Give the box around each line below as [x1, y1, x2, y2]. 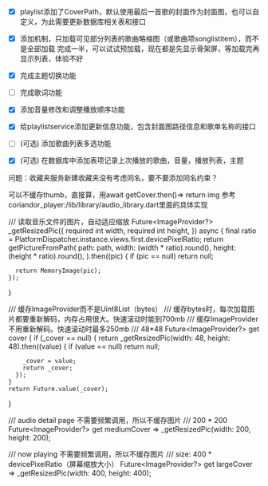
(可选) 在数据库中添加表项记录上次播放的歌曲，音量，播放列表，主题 [19, 156, 244, 165]
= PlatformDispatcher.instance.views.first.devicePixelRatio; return [8, 234, 224, 243]
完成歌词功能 [19, 88, 62, 97]
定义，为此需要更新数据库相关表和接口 [19, 17, 146, 26]
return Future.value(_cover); [8, 385, 109, 393]
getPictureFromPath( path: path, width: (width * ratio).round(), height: [8, 243, 237, 252]
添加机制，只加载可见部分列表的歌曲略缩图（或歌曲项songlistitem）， [19, 34, 246, 44]
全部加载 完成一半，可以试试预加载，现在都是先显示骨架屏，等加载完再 [26, 44, 260, 53]
